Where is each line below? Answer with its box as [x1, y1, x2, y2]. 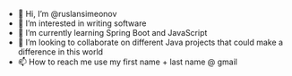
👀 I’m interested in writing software [17, 18, 147, 29]
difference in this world [17, 46, 104, 57]
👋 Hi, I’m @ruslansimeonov [17, 9, 117, 19]
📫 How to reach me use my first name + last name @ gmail [17, 56, 237, 67]
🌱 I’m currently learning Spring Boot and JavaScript [17, 28, 208, 38]
